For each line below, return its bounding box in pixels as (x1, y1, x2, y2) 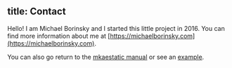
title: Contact (7, 6, 66, 18)
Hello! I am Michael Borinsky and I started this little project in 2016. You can (7, 24, 225, 32)
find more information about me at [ (7, 32, 110, 40)
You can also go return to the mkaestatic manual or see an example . (7, 53, 205, 61)
